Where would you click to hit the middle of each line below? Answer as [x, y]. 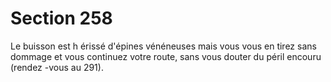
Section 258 [61, 18]
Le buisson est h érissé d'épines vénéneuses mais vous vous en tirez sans [163, 46]
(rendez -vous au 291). [57, 67]
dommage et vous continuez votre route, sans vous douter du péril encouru [166, 56]
